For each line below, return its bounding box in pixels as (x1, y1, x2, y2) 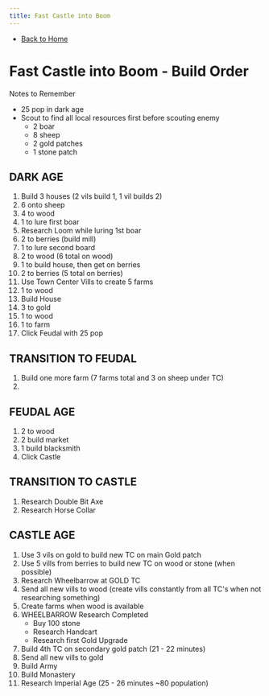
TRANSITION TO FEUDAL (9, 352, 138, 365)
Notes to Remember (9, 89, 76, 98)
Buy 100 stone (32, 618, 81, 628)
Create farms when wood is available (20, 601, 144, 611)
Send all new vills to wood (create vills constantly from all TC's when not (20, 584, 262, 594)
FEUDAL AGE (9, 405, 76, 418)
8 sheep (32, 130, 60, 139)
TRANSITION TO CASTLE (9, 476, 138, 489)
